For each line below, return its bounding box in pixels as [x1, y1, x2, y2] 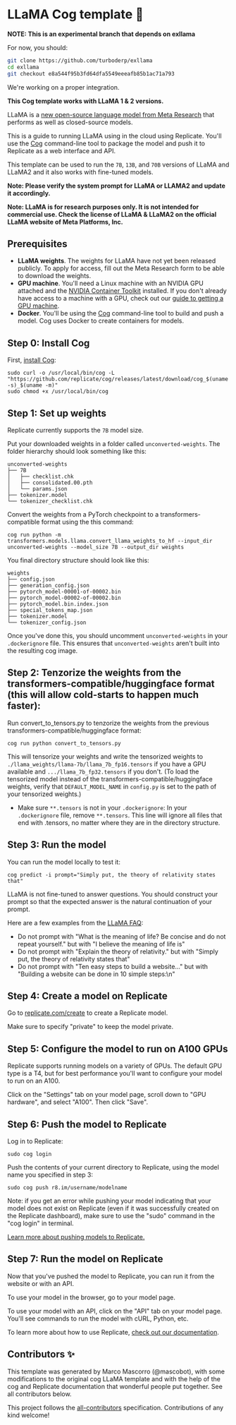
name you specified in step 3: [7, 1171, 94, 1179]
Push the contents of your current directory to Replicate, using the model [7, 1163, 220, 1172]
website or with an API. [7, 1279, 74, 1287]
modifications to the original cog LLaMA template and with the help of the [7, 1374, 221, 1383]
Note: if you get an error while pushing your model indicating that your [7, 1196, 211, 1205]
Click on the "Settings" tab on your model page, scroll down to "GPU [7, 1090, 206, 1099]
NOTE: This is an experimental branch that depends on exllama [7, 30, 196, 38]
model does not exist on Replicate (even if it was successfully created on [7, 1204, 220, 1213]
